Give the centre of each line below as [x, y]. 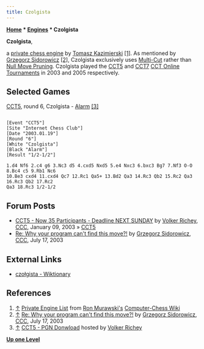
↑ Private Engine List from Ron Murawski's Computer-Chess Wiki [97, 308]
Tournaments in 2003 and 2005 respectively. [63, 72]
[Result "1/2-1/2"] [31, 155]
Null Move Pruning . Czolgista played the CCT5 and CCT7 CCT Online [93, 66]
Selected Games [38, 92]
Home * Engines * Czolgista [42, 29]
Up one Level [23, 339]
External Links [34, 259]
